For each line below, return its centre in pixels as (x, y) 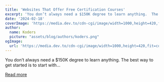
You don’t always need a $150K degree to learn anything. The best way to (79, 60)
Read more (16, 74)
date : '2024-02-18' (25, 19)
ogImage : (14, 41)
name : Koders (23, 32)
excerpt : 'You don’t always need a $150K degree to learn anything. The (82, 14)
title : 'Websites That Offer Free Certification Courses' (65, 10)
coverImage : (17, 23)
